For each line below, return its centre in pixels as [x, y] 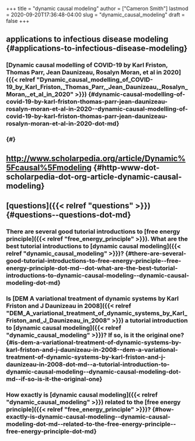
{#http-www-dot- [126, 167]
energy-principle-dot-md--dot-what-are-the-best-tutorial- [92, 268]
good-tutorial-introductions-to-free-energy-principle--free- [94, 261]
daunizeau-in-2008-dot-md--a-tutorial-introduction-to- [88, 364]
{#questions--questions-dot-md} [69, 215]
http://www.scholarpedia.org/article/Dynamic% [96, 158]
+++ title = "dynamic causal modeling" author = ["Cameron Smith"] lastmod [97, 8]
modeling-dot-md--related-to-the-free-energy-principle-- [91, 424]
